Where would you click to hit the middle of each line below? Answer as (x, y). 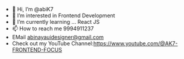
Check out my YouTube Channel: (52, 44)
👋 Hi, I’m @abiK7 (33, 9)
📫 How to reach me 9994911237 (53, 29)
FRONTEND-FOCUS (37, 50)
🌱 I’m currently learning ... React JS (56, 22)
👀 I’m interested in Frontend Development (64, 15)
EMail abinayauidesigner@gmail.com (58, 37)
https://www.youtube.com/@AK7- (135, 44)
